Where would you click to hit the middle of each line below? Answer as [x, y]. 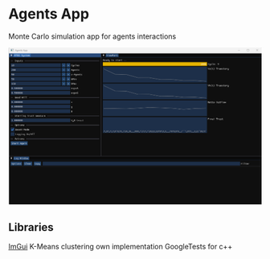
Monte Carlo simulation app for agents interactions [92, 36]
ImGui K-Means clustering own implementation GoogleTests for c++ [121, 247]
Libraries [31, 227]
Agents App [49, 14]
